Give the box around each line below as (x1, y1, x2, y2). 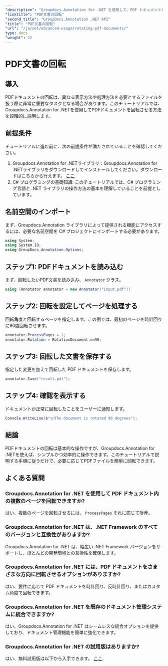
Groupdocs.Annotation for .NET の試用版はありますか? (5, 643, 139, 650)
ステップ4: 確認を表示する (5, 391, 86, 400)
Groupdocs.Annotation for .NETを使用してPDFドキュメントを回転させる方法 (5, 106, 162, 113)
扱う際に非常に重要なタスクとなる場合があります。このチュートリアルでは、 (5, 100, 162, 106)
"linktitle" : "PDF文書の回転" (5, 12, 64, 17)
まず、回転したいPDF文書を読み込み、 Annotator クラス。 (5, 277, 124, 283)
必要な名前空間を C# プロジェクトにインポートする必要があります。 (22, 228, 162, 234)
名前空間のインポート (5, 207, 71, 216)
